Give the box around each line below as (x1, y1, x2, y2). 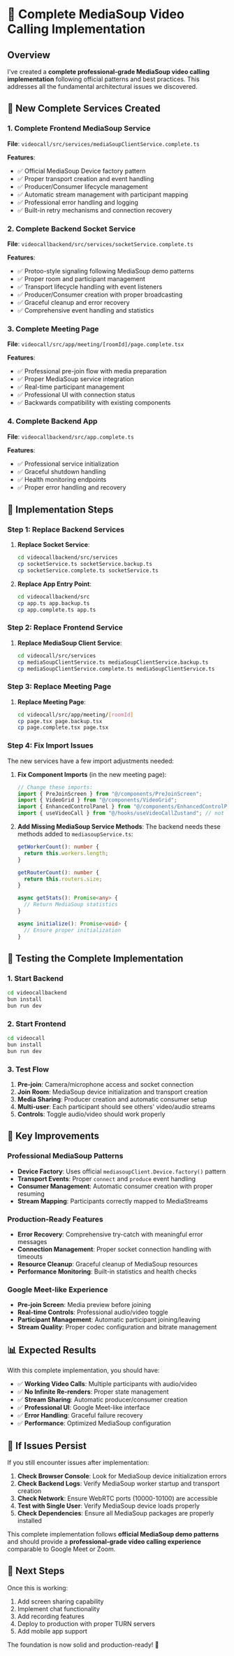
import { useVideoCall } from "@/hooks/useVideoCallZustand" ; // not (17, 810, 225, 817)
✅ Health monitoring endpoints (17, 475, 107, 483)
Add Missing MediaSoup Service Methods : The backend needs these (17, 822, 221, 831)
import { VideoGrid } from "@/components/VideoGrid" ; (17, 797, 177, 804)
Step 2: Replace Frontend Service (7, 622, 124, 632)
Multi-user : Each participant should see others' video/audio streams (17, 1103, 215, 1111)
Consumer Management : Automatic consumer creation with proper (17, 1182, 213, 1190)
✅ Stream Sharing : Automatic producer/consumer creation (17, 1395, 188, 1404)
